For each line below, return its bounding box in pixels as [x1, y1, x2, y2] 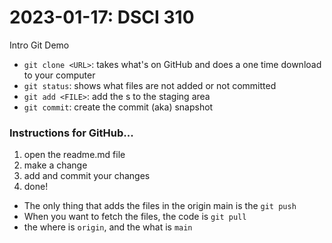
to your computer [23, 69, 96, 81]
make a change [23, 159, 88, 171]
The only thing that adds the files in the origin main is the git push [23, 200, 297, 212]
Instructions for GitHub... [9, 126, 134, 140]
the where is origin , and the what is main [23, 221, 193, 233]
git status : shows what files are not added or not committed [23, 79, 277, 91]
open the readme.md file [23, 149, 126, 161]
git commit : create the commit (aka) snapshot [23, 101, 214, 113]
